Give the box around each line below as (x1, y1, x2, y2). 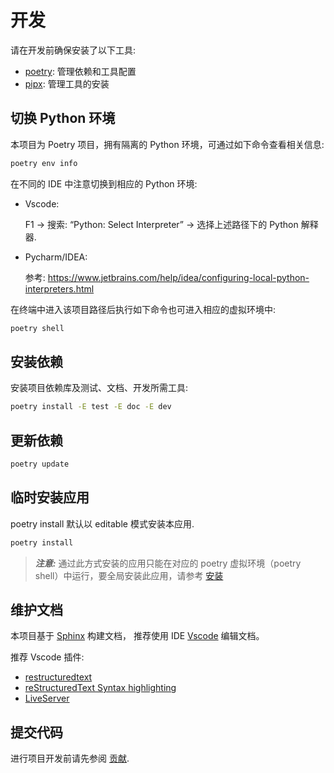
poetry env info (10, 158, 78, 168)
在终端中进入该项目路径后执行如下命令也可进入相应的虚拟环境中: (10, 303, 277, 315)
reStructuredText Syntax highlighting (24, 682, 177, 694)
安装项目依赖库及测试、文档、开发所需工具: (10, 382, 189, 394)
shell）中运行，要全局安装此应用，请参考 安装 (34, 569, 224, 581)
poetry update (10, 459, 70, 469)
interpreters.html (24, 282, 95, 295)
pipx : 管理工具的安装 (24, 77, 110, 90)
